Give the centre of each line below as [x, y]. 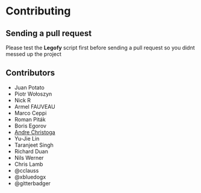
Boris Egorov [30, 126]
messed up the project [33, 54]
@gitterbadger [32, 183]
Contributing [38, 11]
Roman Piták [30, 119]
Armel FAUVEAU [35, 106]
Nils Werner [29, 158]
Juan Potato [29, 87]
